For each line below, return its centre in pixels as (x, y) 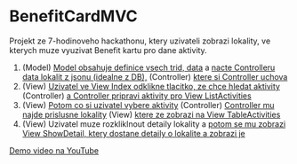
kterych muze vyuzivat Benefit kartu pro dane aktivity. (108, 50)
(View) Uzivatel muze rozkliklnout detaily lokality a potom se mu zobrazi (154, 124)
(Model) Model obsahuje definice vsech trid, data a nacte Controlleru (148, 67)
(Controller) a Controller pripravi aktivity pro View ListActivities (136, 96)
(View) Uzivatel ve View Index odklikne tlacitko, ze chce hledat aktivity (151, 86)
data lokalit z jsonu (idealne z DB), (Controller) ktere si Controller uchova (155, 76)
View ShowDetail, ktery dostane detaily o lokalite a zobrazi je (134, 133)
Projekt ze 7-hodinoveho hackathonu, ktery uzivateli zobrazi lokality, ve (140, 41)
